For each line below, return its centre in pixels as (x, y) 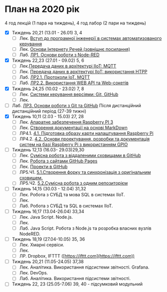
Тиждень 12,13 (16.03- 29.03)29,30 (48, 150)
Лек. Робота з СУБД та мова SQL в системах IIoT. (72, 194)
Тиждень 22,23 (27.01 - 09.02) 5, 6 (48, 60)
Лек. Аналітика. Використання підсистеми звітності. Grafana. (84, 267)
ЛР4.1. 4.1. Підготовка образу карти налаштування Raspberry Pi (86, 133)
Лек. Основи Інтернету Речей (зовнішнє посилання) (75, 49)
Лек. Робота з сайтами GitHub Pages (58, 161)
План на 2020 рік (42, 9)
